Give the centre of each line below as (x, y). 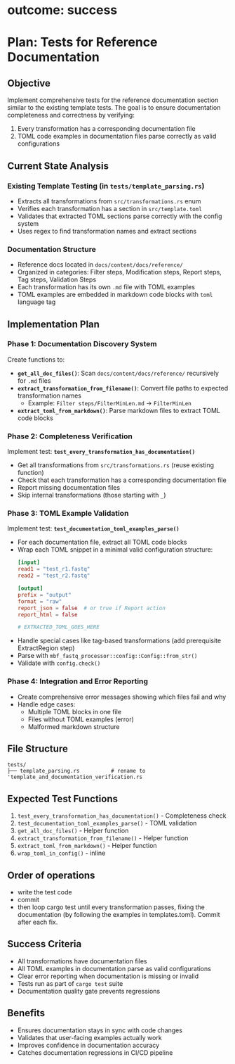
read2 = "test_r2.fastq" (54, 576)
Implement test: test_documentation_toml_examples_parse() (94, 528)
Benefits (26, 1013)
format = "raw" (40, 601)
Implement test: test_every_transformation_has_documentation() (101, 452)
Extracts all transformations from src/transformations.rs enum (109, 201)
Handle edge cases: (46, 704)
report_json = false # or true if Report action (92, 608)
